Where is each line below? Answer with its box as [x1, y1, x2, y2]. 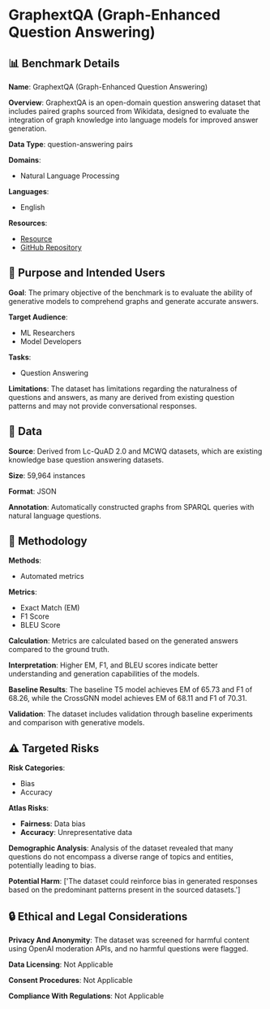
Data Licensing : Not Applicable [8, 959, 114, 969]
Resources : [8, 218, 48, 228]
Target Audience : [8, 311, 68, 322]
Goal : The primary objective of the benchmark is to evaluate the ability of [8, 287, 253, 298]
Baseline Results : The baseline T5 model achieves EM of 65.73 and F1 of [8, 685, 253, 694]
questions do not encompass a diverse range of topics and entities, [8, 852, 234, 862]
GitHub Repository [19, 242, 83, 252]
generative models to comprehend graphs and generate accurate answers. [8, 296, 259, 306]
